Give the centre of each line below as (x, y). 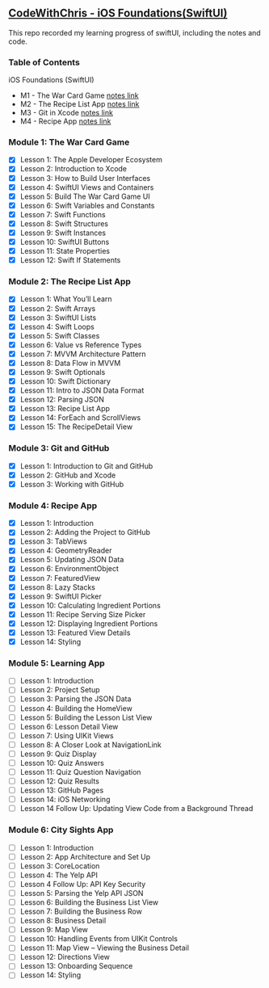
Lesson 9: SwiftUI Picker (61, 596)
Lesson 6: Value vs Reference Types (81, 345)
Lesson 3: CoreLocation (60, 866)
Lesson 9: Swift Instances (63, 233)
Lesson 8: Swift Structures (64, 223)
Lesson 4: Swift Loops (57, 326)
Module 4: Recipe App (53, 506)
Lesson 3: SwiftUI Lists (58, 317)
